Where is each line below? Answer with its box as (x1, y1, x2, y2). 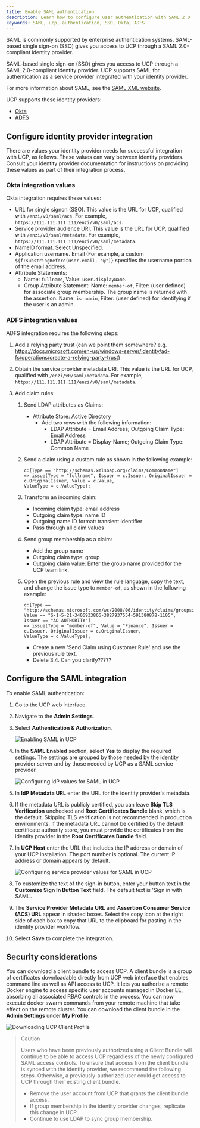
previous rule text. (32, 650, 77, 657)
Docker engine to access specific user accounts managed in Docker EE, (6, 987, 183, 994)
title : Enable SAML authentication (6, 8, 95, 15)
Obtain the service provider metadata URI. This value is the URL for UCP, (14, 365, 193, 373)
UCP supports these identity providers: (6, 96, 102, 103)
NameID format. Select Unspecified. (14, 244, 104, 251)
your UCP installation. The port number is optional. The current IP (14, 850, 176, 857)
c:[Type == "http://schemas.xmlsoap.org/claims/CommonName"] (23, 467, 179, 473)
